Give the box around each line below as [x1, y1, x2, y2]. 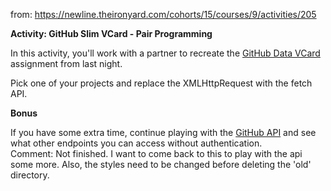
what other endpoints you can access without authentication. [10, 137, 263, 149]
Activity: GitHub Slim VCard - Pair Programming [10, 28, 213, 39]
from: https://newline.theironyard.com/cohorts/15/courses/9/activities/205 [10, 9, 317, 20]
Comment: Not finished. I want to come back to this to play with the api [10, 148, 303, 159]
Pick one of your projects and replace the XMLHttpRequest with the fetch [10, 77, 313, 89]
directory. [10, 169, 50, 181]
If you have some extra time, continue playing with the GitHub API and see [10, 127, 317, 138]
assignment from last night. [10, 58, 123, 69]
